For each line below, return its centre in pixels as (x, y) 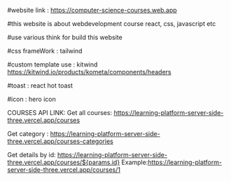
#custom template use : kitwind (52, 65)
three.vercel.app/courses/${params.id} (64, 162)
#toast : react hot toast (40, 86)
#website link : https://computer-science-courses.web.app (92, 10)
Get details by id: (31, 155)
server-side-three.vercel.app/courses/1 (64, 170)
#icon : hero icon (31, 99)
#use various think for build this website (65, 37)
